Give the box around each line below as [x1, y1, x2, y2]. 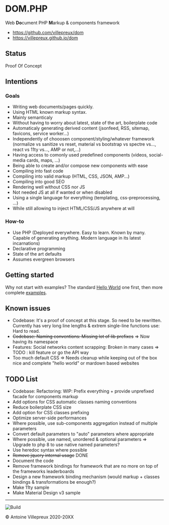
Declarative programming [12, 245, 65, 252]
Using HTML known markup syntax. [12, 109, 87, 115]
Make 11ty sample [12, 484, 49, 491]
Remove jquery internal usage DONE [12, 453, 89, 459]
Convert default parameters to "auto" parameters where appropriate [12, 431, 154, 437]
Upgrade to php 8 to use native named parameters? [12, 441, 120, 448]
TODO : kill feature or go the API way [12, 349, 89, 355]
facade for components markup [12, 394, 78, 400]
